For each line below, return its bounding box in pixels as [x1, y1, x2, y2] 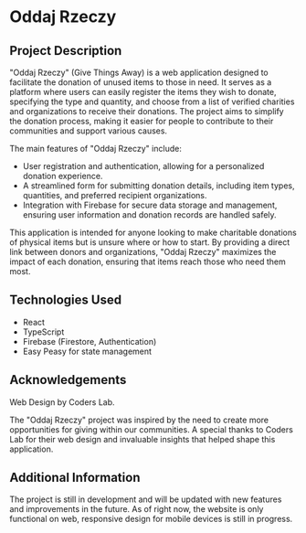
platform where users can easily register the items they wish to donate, [9, 87, 277, 97]
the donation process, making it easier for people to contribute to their [9, 116, 274, 126]
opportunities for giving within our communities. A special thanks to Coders [9, 423, 294, 435]
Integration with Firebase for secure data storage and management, [22, 199, 278, 210]
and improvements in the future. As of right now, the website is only [9, 504, 264, 515]
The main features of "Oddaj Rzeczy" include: [9, 144, 183, 154]
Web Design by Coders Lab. [9, 396, 116, 408]
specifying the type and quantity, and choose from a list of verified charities [9, 96, 295, 107]
